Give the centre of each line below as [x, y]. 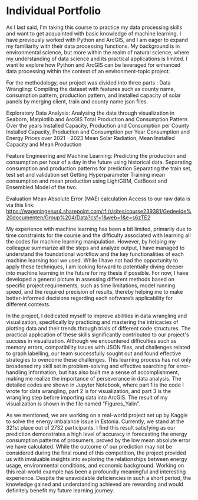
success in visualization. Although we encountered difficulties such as [91, 340]
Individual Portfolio [54, 11]
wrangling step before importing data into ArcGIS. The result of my [87, 397]
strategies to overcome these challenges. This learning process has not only [99, 359]
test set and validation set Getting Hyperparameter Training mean [86, 174]
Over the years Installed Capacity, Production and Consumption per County [98, 125]
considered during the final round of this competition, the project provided [96, 453]
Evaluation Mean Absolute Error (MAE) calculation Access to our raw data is [98, 199]
